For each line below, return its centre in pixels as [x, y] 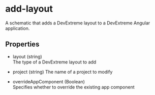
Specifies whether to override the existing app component [73, 87]
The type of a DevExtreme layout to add [54, 62]
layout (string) [27, 56]
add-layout [29, 9]
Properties [22, 44]
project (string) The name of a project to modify [63, 72]
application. [18, 28]
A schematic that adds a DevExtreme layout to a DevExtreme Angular [78, 23]
